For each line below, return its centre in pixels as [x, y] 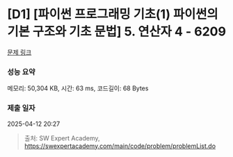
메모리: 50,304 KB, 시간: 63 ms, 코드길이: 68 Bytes [78, 88]
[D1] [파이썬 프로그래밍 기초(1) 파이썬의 [113, 14]
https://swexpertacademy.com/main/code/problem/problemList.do [120, 146]
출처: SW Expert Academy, [62, 138]
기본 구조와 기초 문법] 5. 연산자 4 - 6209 [116, 32]
